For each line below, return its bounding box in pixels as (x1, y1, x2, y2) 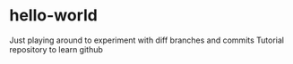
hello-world (9, 5, 99, 26)
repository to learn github (9, 44, 103, 54)
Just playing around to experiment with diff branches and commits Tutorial (9, 35, 285, 45)
